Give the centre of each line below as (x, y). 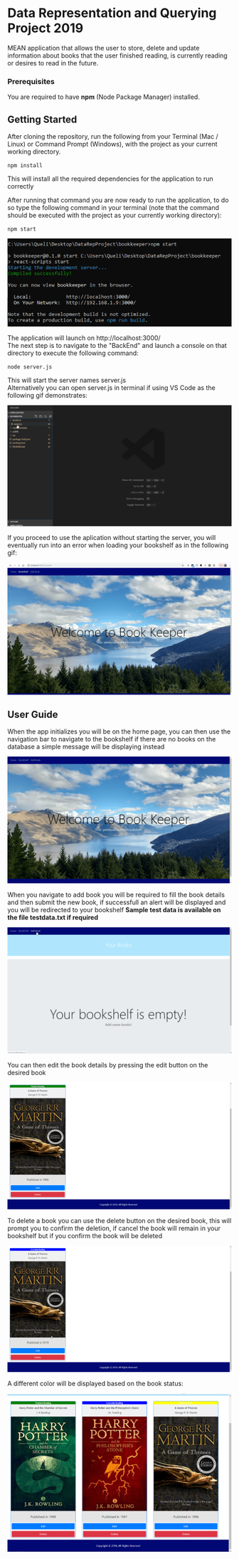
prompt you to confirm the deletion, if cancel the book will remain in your (114, 1228)
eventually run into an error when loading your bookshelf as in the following (118, 545)
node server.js (30, 367)
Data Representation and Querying (112, 13)
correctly (21, 186)
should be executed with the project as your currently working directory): (115, 216)
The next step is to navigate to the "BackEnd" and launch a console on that (117, 345)
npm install (25, 166)
